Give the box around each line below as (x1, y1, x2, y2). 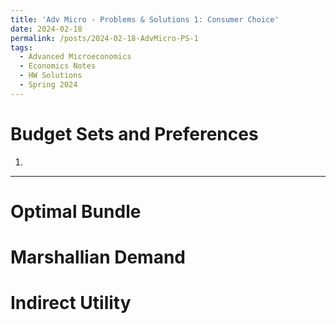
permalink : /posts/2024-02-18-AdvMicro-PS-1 (10, 33, 199, 43)
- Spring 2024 (19, 80, 78, 90)
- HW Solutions (19, 71, 83, 81)
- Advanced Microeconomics (19, 52, 132, 62)
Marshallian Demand (10, 246, 186, 269)
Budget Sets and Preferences (10, 122, 259, 145)
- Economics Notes (19, 61, 97, 71)
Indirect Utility (10, 292, 132, 315)
